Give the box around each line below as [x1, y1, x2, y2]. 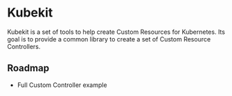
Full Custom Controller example [17, 81, 107, 89]
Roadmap [7, 62, 50, 74]
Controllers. [7, 42, 41, 50]
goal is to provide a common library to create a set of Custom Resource [7, 35, 211, 43]
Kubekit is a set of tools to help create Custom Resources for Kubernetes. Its [7, 28, 225, 36]
